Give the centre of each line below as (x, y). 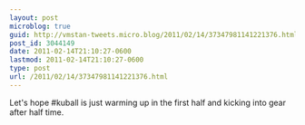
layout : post (34, 18)
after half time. (37, 112)
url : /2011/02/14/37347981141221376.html (89, 77)
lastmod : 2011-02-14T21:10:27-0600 (77, 60)
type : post (30, 69)
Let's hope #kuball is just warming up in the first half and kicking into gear (148, 102)
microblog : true (40, 26)
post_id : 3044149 (42, 43)
